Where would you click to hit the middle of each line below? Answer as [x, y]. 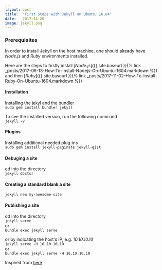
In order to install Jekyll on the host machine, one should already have [75, 51]
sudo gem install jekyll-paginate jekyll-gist [53, 147]
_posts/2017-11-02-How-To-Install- [122, 75]
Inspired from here [24, 262]
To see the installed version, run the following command [61, 116]
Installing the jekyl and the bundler [40, 103]
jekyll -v [15, 121]
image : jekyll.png [24, 23]
